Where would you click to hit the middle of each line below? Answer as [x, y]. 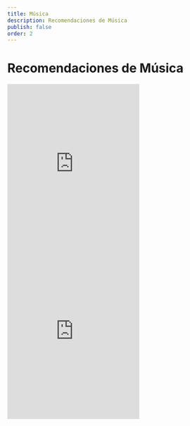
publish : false [30, 27]
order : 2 [20, 34]
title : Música [28, 14]
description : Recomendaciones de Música [68, 20]
